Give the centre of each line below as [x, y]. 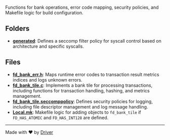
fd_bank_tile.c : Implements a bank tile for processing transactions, [82, 85]
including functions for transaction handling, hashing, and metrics [81, 90]
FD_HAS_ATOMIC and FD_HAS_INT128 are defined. [60, 117]
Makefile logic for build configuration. [44, 13]
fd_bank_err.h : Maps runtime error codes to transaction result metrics [86, 74]
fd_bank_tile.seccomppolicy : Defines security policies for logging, [82, 101]
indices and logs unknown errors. [47, 80]
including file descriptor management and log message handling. [80, 107]
